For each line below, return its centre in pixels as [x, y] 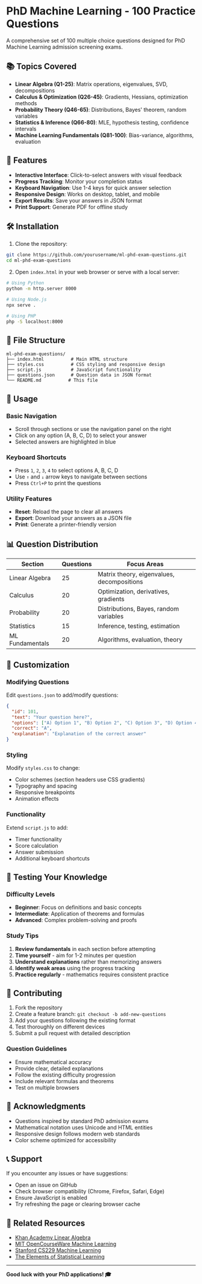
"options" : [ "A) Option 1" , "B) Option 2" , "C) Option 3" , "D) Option [102, 723]
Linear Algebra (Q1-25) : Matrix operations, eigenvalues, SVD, [91, 84]
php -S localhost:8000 [35, 322]
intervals [26, 129]
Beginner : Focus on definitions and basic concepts [78, 907]
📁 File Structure [36, 340]
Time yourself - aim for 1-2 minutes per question [75, 955]
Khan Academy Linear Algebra [53, 1238]
